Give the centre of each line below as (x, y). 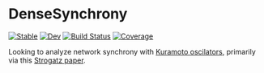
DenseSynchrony (68, 14)
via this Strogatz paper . (47, 60)
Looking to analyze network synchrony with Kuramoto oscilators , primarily (132, 51)
